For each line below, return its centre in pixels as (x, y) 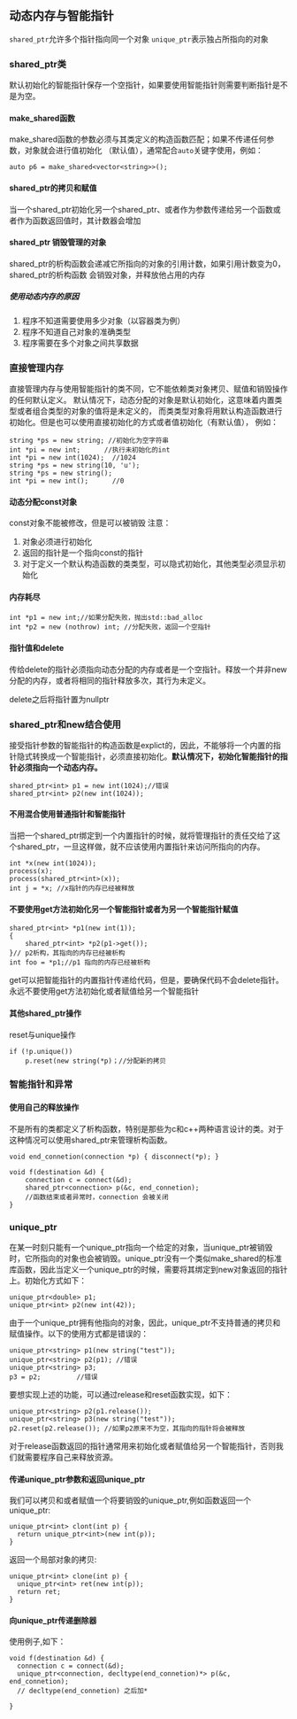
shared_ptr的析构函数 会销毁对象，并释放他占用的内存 (107, 275)
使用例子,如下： (38, 1642)
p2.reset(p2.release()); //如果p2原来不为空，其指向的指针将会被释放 (127, 1429)
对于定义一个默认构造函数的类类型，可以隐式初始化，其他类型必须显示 (150, 564)
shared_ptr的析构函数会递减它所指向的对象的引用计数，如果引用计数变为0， (147, 263)
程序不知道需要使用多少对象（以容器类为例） (103, 321)
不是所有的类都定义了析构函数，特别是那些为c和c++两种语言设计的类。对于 (147, 1128)
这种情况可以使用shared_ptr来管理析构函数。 (91, 1140)
